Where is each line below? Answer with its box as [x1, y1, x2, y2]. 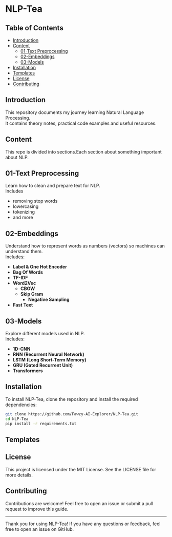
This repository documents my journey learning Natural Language [5, 109, 144, 116]
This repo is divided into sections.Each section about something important [5, 148, 162, 155]
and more [12, 214, 33, 221]
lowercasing [12, 203, 39, 209]
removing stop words [12, 198, 58, 204]
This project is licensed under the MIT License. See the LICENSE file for [5, 466, 157, 472]
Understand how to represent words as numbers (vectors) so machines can [5, 243, 165, 249]
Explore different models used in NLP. [5, 331, 85, 337]
